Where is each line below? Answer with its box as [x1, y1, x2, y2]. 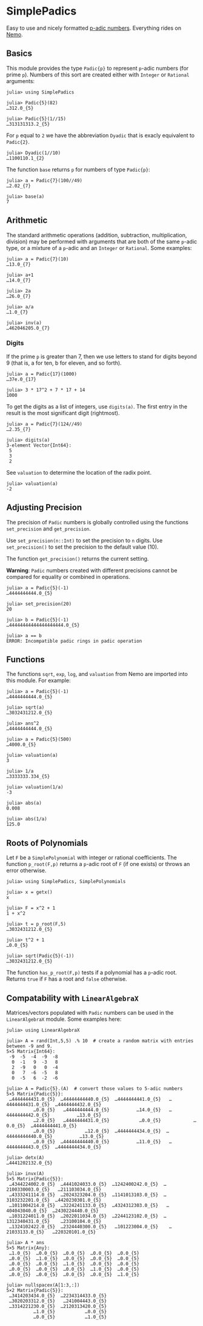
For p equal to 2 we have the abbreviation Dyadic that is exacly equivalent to [6, 132, 195, 139]
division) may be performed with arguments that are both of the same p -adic [6, 238, 198, 245]
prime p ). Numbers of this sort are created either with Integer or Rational [6, 71, 190, 78]
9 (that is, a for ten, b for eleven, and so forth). [6, 359, 122, 367]
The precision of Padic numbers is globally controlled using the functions [6, 518, 189, 526]
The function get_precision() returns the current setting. [6, 555, 149, 562]
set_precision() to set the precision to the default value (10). [6, 543, 159, 550]
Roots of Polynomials [6, 837, 88, 848]
